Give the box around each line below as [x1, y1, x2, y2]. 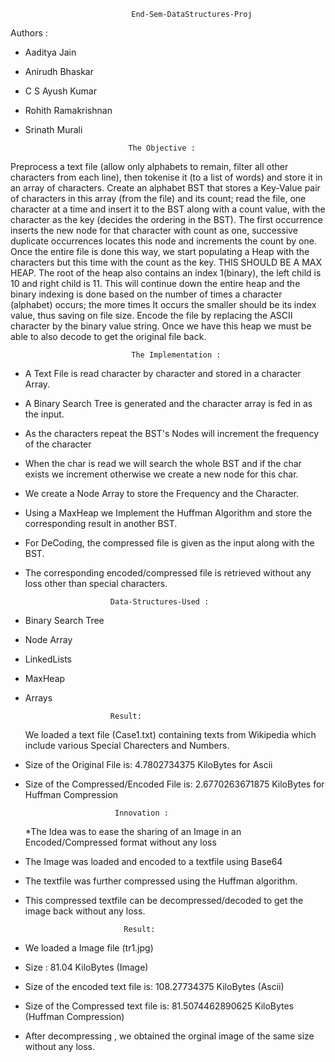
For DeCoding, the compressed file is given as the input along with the [24, 537, 315, 549]
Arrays [24, 692, 53, 704]
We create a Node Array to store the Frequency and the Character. [24, 488, 300, 499]
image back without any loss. [24, 905, 146, 917]
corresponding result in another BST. [24, 518, 178, 529]
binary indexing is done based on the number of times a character [10, 288, 283, 300]
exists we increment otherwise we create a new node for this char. [24, 468, 299, 480]
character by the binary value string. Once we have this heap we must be [10, 320, 312, 332]
